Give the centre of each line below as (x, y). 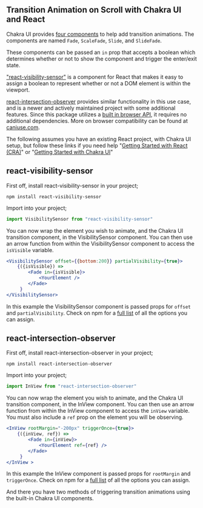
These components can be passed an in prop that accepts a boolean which (101, 52)
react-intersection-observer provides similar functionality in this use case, (99, 101)
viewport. (18, 90)
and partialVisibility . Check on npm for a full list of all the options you (97, 313)
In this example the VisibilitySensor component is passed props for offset (98, 306)
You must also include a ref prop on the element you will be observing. (95, 417)
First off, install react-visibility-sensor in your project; (72, 185)
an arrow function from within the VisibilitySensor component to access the (101, 243)
